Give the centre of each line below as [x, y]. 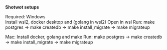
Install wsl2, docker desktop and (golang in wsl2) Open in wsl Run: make [80, 22]
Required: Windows [25, 17]
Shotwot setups [22, 7]
